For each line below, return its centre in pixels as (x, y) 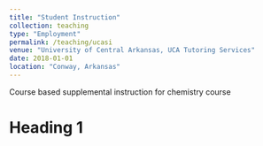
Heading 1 (46, 128)
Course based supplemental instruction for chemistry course (120, 92)
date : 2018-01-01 (41, 58)
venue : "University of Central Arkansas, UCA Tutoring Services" (132, 50)
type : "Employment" (45, 34)
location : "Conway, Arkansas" (65, 67)
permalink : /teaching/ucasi (61, 42)
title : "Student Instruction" (65, 17)
